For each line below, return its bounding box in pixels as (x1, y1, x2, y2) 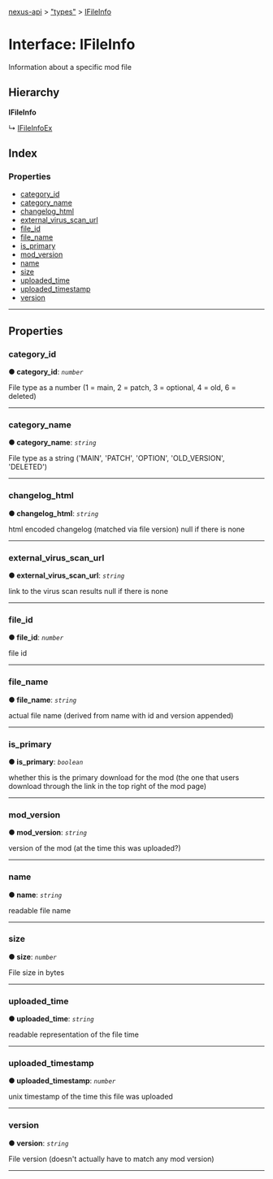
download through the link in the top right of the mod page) (8, 781, 207, 791)
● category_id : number (8, 367, 84, 377)
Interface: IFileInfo (8, 36, 136, 54)
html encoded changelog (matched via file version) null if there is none (8, 524, 245, 534)
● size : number (8, 951, 57, 961)
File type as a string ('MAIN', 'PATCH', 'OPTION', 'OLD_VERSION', (8, 453, 225, 463)
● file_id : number (8, 633, 64, 643)
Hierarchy (8, 85, 60, 100)
